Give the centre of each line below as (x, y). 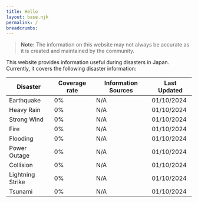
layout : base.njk (27, 17)
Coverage (72, 83)
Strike (17, 182)
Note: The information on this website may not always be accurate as (105, 45)
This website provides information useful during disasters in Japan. (88, 62)
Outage (19, 155)
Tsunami (21, 192)
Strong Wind (27, 119)
